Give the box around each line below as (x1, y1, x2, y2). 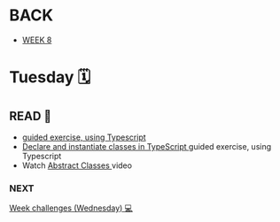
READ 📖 (9, 108, 52, 124)
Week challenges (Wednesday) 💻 (9, 203, 133, 213)
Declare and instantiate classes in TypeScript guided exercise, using (21, 141, 272, 151)
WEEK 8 (21, 34, 52, 45)
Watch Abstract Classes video (21, 160, 133, 171)
